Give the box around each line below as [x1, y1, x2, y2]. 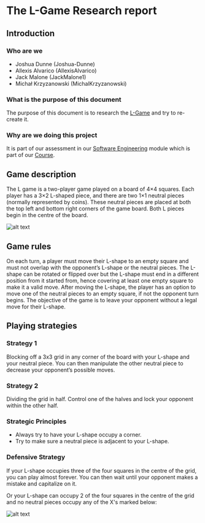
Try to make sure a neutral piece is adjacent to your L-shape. [15, 438, 169, 445]
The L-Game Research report [6, 4, 157, 18]
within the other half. [6, 402, 58, 410]
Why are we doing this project [6, 131, 98, 140]
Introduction [6, 28, 55, 39]
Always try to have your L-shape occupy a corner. [15, 431, 142, 438]
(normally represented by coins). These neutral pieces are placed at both [6, 199, 191, 206]
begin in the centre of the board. [6, 212, 88, 219]
